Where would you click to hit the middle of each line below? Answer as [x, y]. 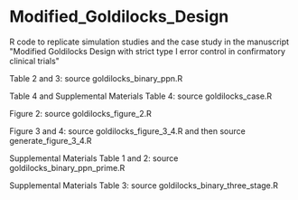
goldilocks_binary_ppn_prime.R [67, 167]
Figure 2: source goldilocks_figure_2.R [80, 113]
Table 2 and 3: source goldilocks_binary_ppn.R [96, 78]
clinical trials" [35, 61]
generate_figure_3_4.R [51, 140]
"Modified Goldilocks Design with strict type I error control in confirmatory [148, 51]
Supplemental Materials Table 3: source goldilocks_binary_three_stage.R [144, 185]
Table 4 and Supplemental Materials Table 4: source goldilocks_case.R [141, 96]
